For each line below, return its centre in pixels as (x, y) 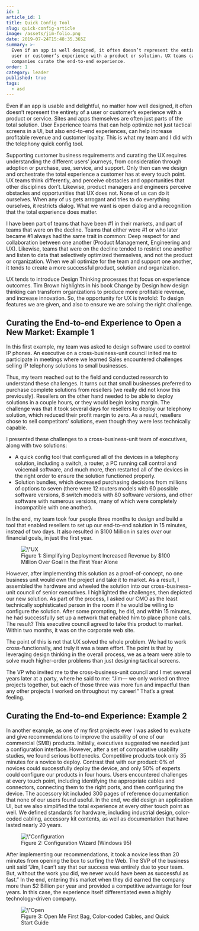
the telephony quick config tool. (45, 144)
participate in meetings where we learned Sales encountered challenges (94, 359)
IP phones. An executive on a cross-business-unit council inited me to (92, 353)
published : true (26, 78)
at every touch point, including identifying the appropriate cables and (90, 781)
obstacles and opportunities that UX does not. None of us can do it (88, 193)
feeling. (15, 697)
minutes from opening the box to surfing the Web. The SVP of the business (98, 860)
